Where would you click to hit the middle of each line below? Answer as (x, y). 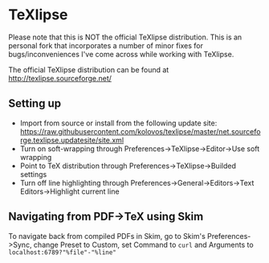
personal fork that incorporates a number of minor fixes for (106, 45)
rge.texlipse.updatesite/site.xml (72, 140)
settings (33, 174)
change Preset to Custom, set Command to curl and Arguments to (144, 245)
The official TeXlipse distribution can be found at (89, 69)
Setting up (35, 103)
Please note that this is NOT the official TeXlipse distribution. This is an (125, 37)
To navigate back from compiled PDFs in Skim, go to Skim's (107, 236)
